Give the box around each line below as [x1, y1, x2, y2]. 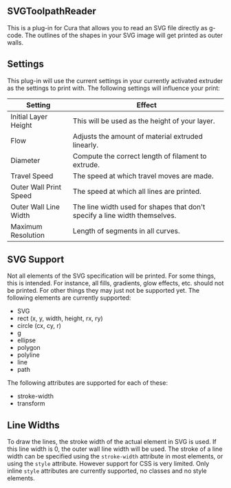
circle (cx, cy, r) [16, 322, 62, 330]
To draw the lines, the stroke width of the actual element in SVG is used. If [7, 438, 217, 446]
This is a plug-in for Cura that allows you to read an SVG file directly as [7, 23, 208, 32]
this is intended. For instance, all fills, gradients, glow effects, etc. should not [7, 279, 224, 287]
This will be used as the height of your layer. [72, 116, 215, 126]
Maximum [10, 221, 43, 231]
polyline [16, 351, 40, 359]
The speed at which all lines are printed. [72, 186, 201, 196]
